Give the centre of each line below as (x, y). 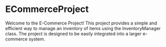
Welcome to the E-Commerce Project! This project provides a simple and (81, 23)
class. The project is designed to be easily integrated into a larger (73, 33)
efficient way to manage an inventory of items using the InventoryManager (83, 28)
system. (37, 39)
